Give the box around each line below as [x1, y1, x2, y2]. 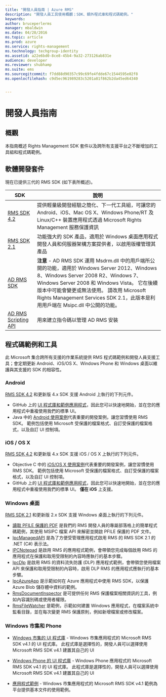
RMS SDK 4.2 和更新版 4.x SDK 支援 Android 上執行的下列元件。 [5, 391, 136, 397]
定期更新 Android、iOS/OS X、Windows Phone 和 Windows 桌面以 [18, 360, 153, 366]
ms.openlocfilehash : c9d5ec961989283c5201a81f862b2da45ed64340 [5, 76, 138, 81]
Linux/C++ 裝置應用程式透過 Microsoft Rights [37, 216, 142, 223]
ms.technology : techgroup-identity [5, 48, 79, 53]
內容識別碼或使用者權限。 [16, 597, 69, 603]
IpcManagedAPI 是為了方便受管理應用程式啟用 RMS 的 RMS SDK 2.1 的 [12, 535, 156, 541]
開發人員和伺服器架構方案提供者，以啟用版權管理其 [37, 240, 156, 247]
